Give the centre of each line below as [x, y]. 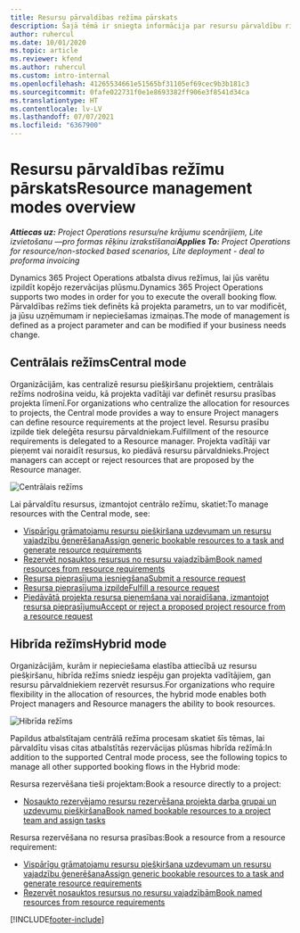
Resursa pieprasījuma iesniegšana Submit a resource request [134, 578]
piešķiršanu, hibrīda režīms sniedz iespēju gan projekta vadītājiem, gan [141, 675]
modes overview [73, 207]
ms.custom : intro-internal [60, 76]
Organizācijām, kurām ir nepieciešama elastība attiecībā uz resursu [134, 665]
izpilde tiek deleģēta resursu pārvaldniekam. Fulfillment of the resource [140, 431]
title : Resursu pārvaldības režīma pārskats [94, 17]
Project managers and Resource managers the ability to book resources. [143, 703]
